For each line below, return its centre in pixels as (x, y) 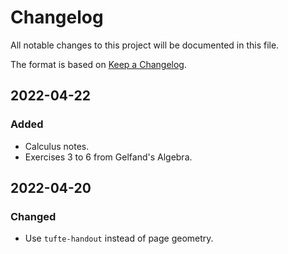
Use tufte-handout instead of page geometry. (119, 238)
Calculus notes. (57, 146)
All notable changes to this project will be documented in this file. (145, 45)
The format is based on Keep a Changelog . (98, 64)
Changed (33, 216)
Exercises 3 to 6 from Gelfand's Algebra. (108, 157)
